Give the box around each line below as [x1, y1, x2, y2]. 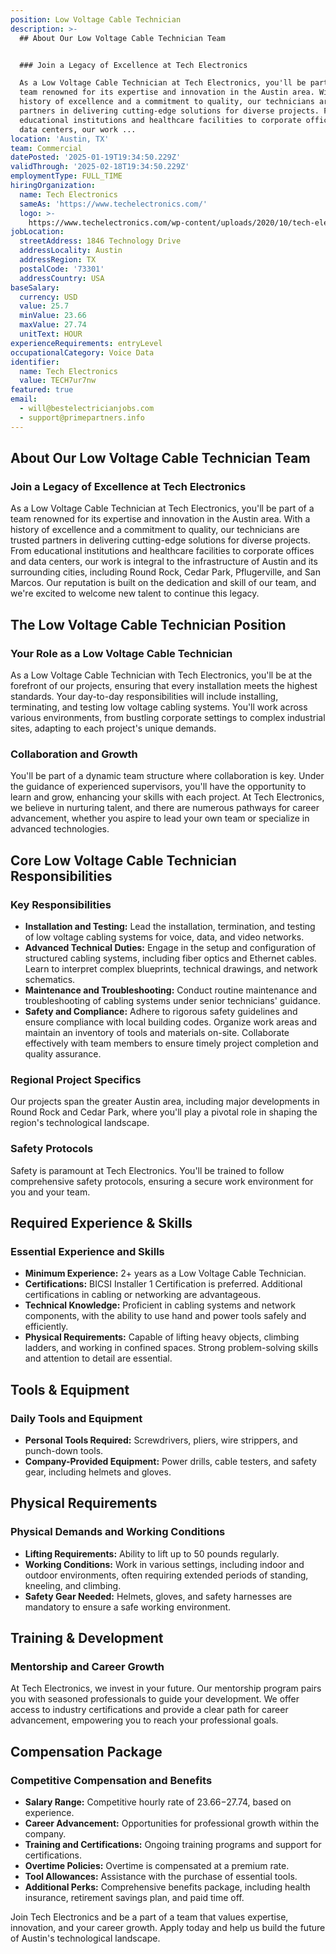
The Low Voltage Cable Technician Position [10, 616, 287, 633]
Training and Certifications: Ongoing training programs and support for [24, 1839, 322, 1851]
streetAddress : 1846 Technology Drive [19, 236, 182, 246]
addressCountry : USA [19, 273, 105, 283]
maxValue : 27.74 [19, 320, 87, 330]
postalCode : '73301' [19, 264, 105, 274]
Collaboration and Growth [10, 747, 138, 761]
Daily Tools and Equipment [10, 1411, 143, 1425]
